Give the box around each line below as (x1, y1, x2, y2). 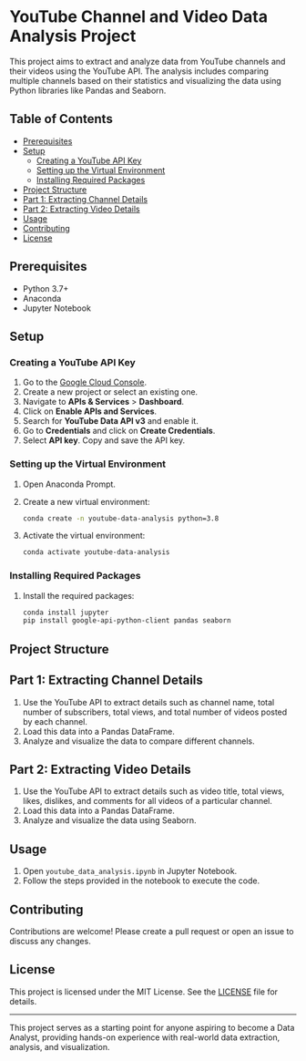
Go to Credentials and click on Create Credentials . (22, 426, 216, 437)
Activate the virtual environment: (22, 530, 146, 541)
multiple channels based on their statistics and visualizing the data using (9, 75, 282, 86)
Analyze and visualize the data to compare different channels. (22, 736, 255, 747)
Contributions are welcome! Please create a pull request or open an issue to (9, 925, 294, 936)
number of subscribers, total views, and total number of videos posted (22, 706, 288, 717)
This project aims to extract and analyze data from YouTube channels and (9, 56, 286, 67)
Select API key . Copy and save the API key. (22, 435, 185, 446)
